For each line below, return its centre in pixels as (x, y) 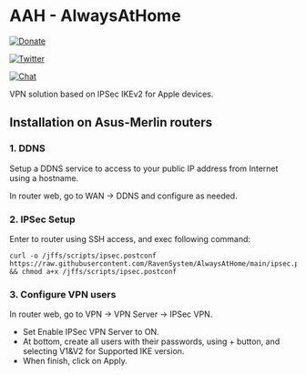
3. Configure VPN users (63, 294)
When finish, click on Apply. (75, 361)
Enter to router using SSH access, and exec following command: (130, 238)
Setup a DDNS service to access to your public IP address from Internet (144, 168)
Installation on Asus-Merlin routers (111, 122)
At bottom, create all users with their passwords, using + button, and (151, 341)
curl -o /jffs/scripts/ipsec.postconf (83, 256)
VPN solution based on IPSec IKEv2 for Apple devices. (112, 94)
